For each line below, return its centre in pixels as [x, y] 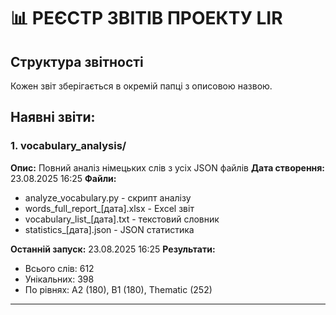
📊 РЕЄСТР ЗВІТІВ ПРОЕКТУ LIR [146, 18]
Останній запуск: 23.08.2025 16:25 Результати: [113, 249]
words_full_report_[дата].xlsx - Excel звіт [109, 208]
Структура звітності [77, 61]
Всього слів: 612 [59, 268]
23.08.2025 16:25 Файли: [63, 178]
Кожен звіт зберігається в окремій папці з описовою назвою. [141, 86]
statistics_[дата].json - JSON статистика [109, 229]
